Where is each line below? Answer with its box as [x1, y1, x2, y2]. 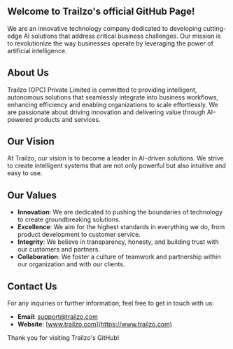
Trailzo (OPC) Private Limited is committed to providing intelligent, [7, 85, 197, 94]
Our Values [7, 189, 57, 201]
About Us [7, 67, 49, 79]
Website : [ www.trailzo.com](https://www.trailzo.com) [17, 320, 173, 329]
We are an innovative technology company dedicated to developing [7, 24, 202, 32]
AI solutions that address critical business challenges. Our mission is [23, 32, 222, 40]
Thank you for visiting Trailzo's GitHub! [7, 334, 120, 342]
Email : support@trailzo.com [17, 313, 98, 321]
